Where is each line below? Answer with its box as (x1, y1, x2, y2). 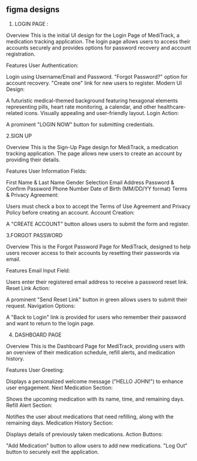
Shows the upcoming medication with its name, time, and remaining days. (6, 395, 185, 402)
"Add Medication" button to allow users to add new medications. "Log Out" (6, 442, 188, 449)
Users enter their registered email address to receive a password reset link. (6, 278, 188, 285)
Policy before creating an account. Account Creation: (6, 208, 135, 216)
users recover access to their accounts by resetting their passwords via (6, 249, 180, 256)
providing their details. (6, 156, 61, 163)
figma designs (6, 5, 60, 15)
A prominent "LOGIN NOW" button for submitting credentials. (6, 120, 155, 128)
